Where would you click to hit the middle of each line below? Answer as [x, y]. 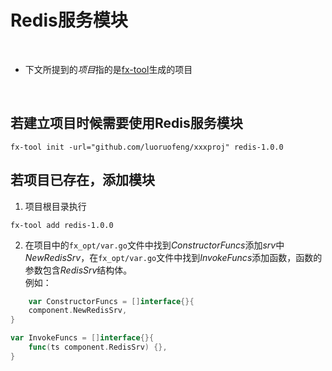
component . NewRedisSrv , [78, 311]
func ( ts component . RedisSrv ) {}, [98, 347]
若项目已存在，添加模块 [82, 180]
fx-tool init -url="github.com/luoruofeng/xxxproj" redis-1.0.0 [147, 147]
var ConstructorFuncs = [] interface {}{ [111, 301]
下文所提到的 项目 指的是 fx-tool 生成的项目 [108, 69]
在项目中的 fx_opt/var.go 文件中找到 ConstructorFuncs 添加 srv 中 [154, 245]
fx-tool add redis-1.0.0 [62, 225]
